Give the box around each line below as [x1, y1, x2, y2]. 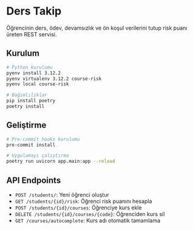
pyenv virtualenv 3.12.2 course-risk [6, 76, 102, 82]
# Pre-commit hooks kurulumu [6, 136, 80, 142]
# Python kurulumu [6, 64, 53, 70]
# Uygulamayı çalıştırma [6, 153, 69, 159]
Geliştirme [6, 120, 47, 131]
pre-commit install [6, 142, 56, 148]
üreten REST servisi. [6, 30, 57, 38]
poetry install [6, 103, 45, 110]
